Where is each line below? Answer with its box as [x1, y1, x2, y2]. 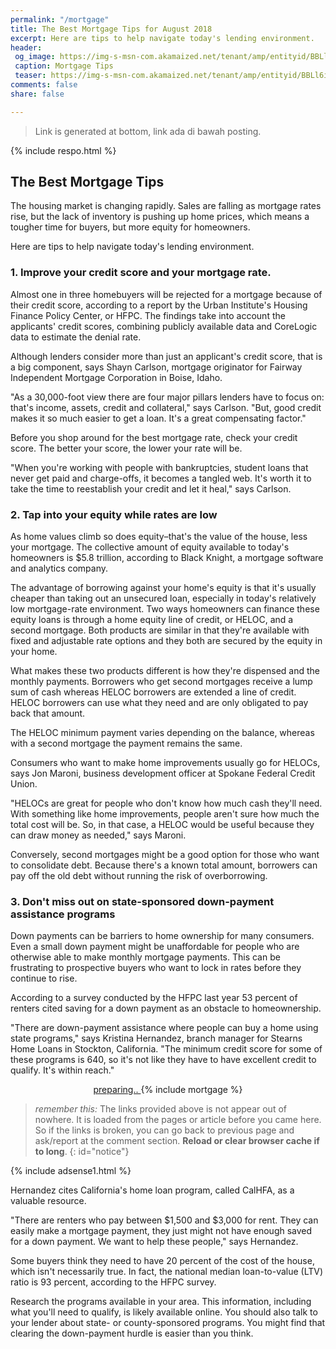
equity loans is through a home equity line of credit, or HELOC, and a [10, 614, 294, 626]
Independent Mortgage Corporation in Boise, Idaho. [10, 371, 223, 383]
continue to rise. [10, 972, 78, 985]
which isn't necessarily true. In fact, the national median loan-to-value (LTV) [10, 1266, 324, 1278]
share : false [10, 89, 65, 99]
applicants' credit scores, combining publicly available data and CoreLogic [10, 320, 318, 332]
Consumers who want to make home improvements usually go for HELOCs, [10, 757, 321, 769]
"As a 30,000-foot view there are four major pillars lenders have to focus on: [10, 391, 325, 403]
